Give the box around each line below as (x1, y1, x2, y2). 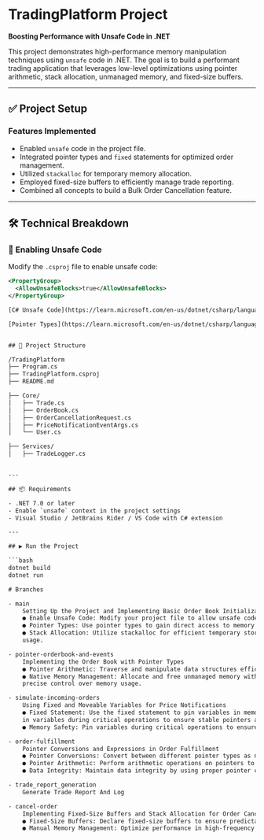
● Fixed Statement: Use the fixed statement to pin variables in (22, 709, 241, 717)
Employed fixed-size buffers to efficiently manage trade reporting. (19, 177, 234, 187)
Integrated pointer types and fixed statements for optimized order (19, 152, 234, 161)
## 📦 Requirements (8, 485, 71, 493)
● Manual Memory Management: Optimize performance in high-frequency (22, 824, 255, 832)
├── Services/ (8, 442, 55, 450)
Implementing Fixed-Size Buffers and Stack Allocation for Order (22, 809, 241, 818)
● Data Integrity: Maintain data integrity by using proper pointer (22, 767, 251, 775)
